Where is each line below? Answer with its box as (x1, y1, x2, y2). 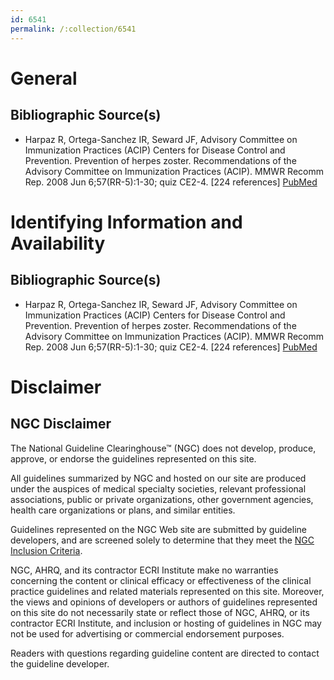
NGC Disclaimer (10, 416, 112, 433)
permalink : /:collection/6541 (10, 24, 137, 34)
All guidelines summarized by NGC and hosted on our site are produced (10, 472, 307, 484)
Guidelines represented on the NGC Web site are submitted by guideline (10, 523, 307, 535)
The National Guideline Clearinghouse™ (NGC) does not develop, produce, (10, 442, 317, 454)
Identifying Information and (10, 211, 243, 233)
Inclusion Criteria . (10, 544, 83, 556)
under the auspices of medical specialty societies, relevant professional (10, 482, 307, 495)
